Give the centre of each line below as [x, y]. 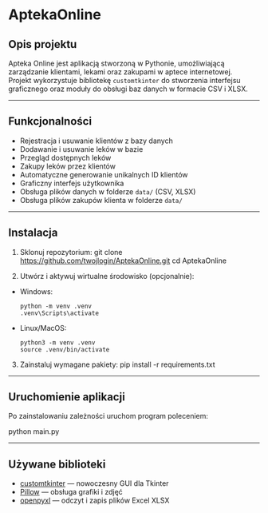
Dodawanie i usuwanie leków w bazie [81, 149]
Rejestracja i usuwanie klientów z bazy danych [96, 141]
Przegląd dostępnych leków [65, 157]
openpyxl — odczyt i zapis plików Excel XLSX [95, 500]
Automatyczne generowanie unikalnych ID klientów [104, 174]
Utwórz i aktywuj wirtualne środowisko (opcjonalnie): [107, 276]
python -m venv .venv [55, 306]
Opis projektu [43, 44]
